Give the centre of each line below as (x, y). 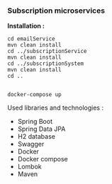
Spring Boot (35, 122)
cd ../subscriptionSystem (45, 64)
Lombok (30, 167)
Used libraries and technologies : (56, 108)
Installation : (26, 26)
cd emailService (31, 39)
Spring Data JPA (41, 129)
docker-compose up (34, 95)
